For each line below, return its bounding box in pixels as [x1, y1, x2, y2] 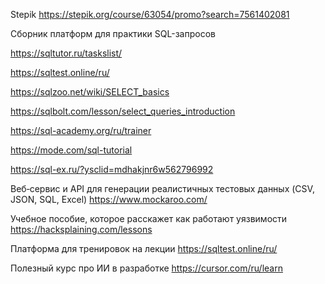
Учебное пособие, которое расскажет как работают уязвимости [10, 213, 288, 224]
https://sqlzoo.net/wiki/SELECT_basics [10, 86, 170, 98]
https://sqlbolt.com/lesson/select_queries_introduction [10, 105, 236, 117]
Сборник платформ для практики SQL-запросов [10, 28, 216, 39]
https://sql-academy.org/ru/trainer [10, 125, 152, 136]
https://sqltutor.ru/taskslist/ [10, 47, 123, 59]
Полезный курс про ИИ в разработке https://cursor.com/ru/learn [10, 262, 283, 274]
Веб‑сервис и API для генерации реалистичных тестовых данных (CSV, [10, 183, 315, 194]
